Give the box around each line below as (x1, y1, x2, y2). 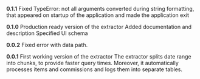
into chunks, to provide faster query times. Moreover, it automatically (6, 60, 179, 66)
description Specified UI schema (6, 30, 88, 37)
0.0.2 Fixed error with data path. (6, 42, 88, 48)
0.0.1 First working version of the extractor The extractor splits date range (6, 53, 191, 60)
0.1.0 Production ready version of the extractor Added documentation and (6, 24, 192, 30)
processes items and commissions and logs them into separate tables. (6, 66, 182, 73)
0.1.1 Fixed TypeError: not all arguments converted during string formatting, (6, 5, 195, 12)
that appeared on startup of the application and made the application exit (6, 11, 190, 19)
